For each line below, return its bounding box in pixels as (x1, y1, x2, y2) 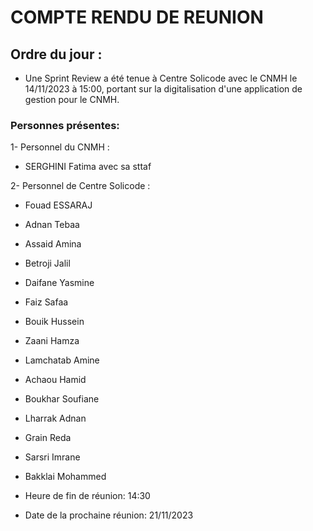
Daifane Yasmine (24, 277, 95, 289)
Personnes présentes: (10, 118, 120, 132)
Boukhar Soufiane (24, 393, 100, 405)
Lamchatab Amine (24, 354, 100, 366)
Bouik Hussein (24, 316, 85, 328)
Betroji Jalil (24, 257, 71, 270)
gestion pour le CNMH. (24, 94, 120, 105)
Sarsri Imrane (24, 451, 81, 463)
